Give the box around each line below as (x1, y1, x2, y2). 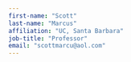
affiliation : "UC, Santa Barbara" (8, 27, 125, 35)
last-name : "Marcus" (8, 19, 78, 27)
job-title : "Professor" (8, 34, 88, 43)
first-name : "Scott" (8, 11, 78, 20)
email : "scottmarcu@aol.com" (8, 42, 106, 50)
